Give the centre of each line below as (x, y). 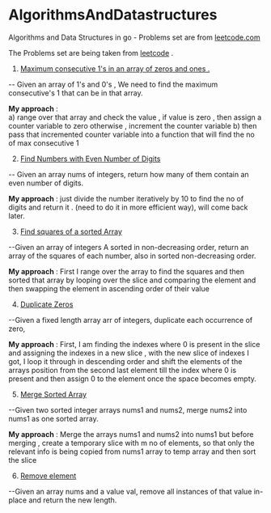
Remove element (48, 476)
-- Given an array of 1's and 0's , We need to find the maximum (113, 84)
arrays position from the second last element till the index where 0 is (123, 370)
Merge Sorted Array (53, 394)
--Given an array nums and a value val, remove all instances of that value (130, 491)
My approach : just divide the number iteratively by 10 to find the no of (126, 198)
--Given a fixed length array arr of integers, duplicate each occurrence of (131, 320)
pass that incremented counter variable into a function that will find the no (131, 134)
